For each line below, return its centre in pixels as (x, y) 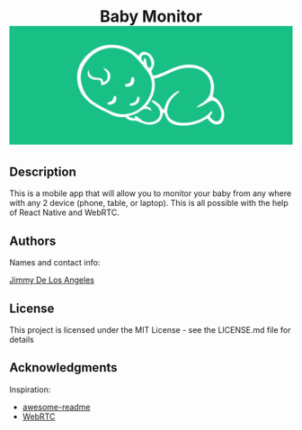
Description (43, 171)
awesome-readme (56, 407)
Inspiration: (30, 390)
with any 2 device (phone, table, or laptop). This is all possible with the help (149, 203)
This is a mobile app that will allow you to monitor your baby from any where (151, 193)
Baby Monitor (151, 17)
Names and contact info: (55, 263)
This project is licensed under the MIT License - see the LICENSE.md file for (150, 329)
